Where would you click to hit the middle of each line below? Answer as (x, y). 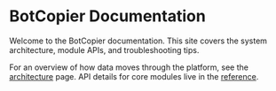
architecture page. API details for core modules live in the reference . (134, 76)
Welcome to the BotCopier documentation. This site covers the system (138, 41)
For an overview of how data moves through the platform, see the (129, 67)
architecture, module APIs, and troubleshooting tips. (104, 49)
